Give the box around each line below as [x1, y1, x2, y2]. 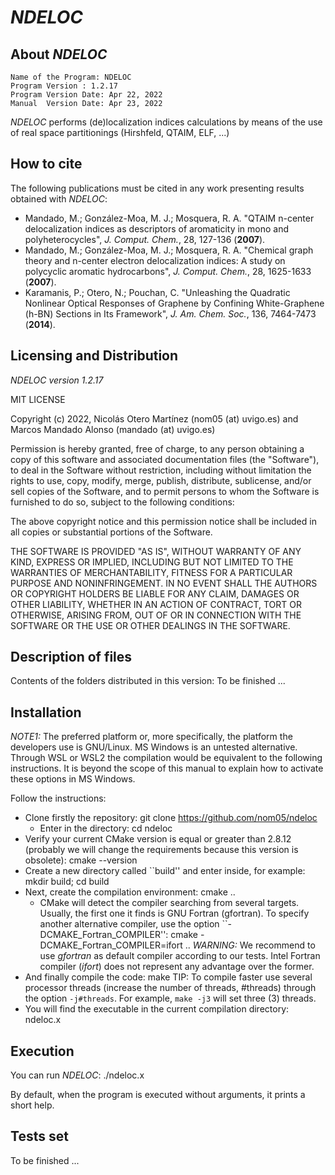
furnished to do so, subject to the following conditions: [10, 496, 235, 508]
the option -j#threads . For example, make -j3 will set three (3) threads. [24, 992, 317, 1005]
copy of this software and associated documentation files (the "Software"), [10, 453, 320, 465]
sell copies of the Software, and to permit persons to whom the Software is [10, 485, 320, 497]
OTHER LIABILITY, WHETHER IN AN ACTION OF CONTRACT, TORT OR [10, 598, 302, 610]
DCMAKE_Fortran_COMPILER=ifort [39, 939, 183, 951]
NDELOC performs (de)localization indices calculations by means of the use [10, 116, 323, 128]
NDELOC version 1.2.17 [10, 374, 104, 386]
